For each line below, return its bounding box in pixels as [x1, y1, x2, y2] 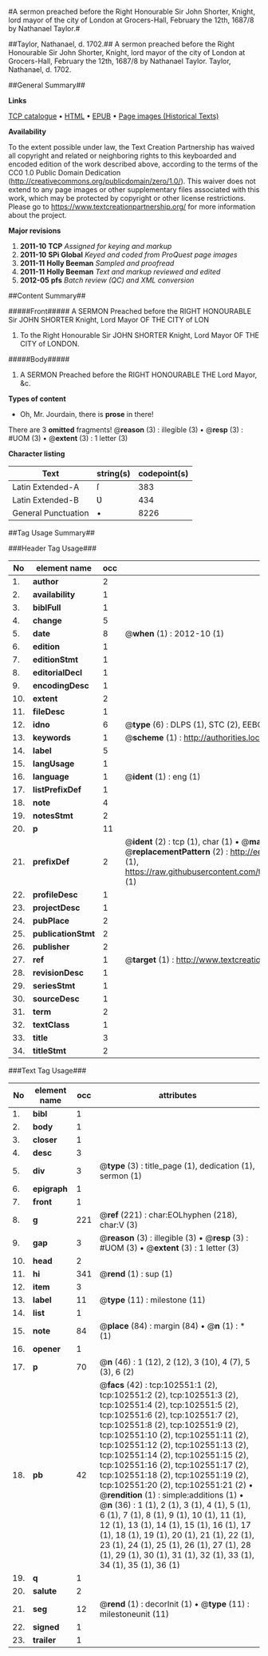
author [33, 576, 59, 587]
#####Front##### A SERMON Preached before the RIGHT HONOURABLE [8, 307, 252, 315]
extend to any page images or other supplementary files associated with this [8, 185, 260, 194]
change [33, 615, 62, 626]
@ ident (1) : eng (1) [124, 772, 201, 782]
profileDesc [33, 889, 78, 900]
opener [33, 1344, 61, 1354]
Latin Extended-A [12, 482, 80, 492]
